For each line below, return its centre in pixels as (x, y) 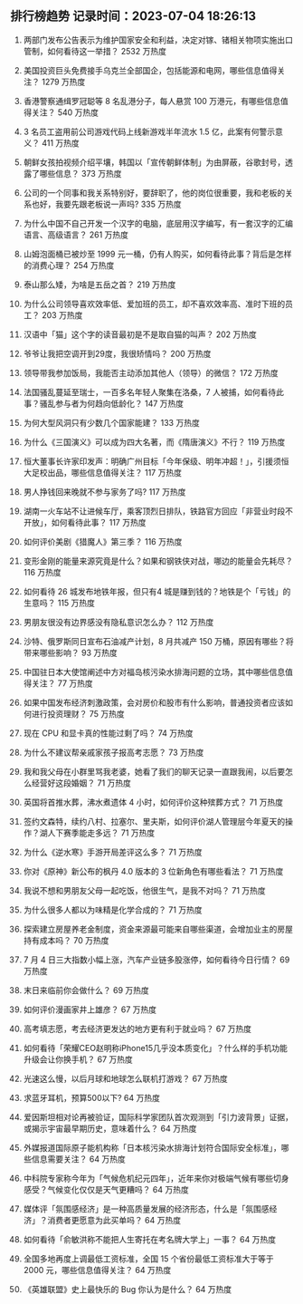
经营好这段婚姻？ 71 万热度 (81, 783)
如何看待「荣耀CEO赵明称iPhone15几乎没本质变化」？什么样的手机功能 (156, 1048)
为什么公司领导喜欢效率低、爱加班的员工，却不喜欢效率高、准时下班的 (154, 304)
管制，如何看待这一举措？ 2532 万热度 (95, 51)
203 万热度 (62, 314)
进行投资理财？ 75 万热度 (78, 713)
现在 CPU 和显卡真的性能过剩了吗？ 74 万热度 (108, 733)
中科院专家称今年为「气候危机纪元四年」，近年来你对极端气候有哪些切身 (156, 1178)
